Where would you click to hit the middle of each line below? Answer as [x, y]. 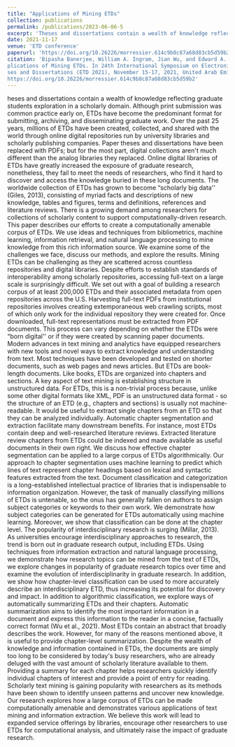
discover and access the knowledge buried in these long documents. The [113, 180]
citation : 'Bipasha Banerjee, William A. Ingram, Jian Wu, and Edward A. [117, 59]
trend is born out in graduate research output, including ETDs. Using [106, 545]
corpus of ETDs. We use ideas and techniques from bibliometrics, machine [115, 232]
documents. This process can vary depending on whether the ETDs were [113, 329]
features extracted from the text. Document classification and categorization [117, 478]
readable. [21, 411]
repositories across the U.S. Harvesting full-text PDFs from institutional [109, 299]
